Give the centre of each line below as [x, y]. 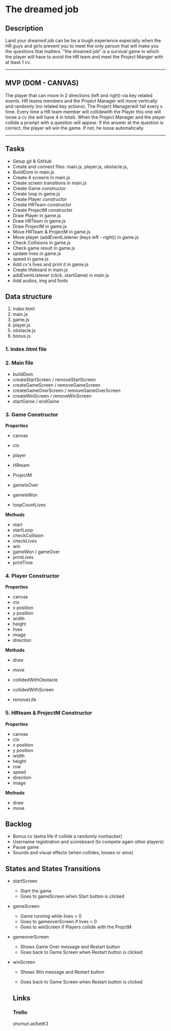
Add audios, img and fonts [40, 280]
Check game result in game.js [44, 248]
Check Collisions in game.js [41, 242]
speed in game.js [31, 259]
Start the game [36, 891]
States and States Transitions [53, 869]
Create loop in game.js [36, 194]
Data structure [29, 297]
